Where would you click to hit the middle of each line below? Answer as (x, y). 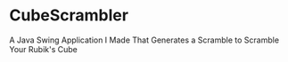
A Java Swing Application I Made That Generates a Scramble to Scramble (144, 40)
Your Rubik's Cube (44, 49)
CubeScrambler (69, 15)
